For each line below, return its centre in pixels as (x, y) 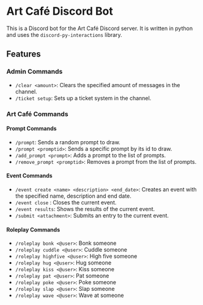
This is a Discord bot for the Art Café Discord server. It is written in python (100, 28)
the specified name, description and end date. (73, 196)
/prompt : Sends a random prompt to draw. (68, 142)
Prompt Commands (31, 129)
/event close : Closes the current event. (66, 202)
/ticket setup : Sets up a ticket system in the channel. (83, 98)
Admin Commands (35, 72)
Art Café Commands (37, 114)
